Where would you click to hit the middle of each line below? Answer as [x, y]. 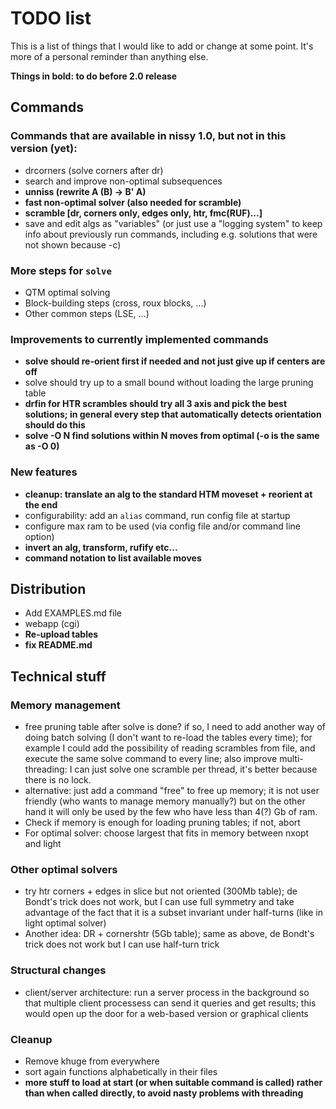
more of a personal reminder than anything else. [109, 56]
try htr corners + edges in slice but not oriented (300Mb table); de [161, 891]
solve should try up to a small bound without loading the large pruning [169, 383]
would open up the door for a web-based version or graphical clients [166, 1013]
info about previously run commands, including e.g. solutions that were [171, 234]
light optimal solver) [65, 923]
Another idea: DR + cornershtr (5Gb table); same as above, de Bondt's [169, 934]
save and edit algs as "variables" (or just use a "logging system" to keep [173, 223]
